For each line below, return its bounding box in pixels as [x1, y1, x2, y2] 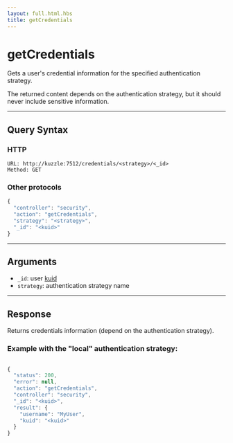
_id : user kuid [17, 274, 58, 282]
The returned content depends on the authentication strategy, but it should [7, 90, 221, 98]
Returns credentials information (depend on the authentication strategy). [7, 327, 214, 335]
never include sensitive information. [7, 98, 110, 106]
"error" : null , [13, 379, 58, 386]
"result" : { [13, 404, 49, 411]
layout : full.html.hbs [7, 10, 73, 17]
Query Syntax [7, 124, 69, 136]
